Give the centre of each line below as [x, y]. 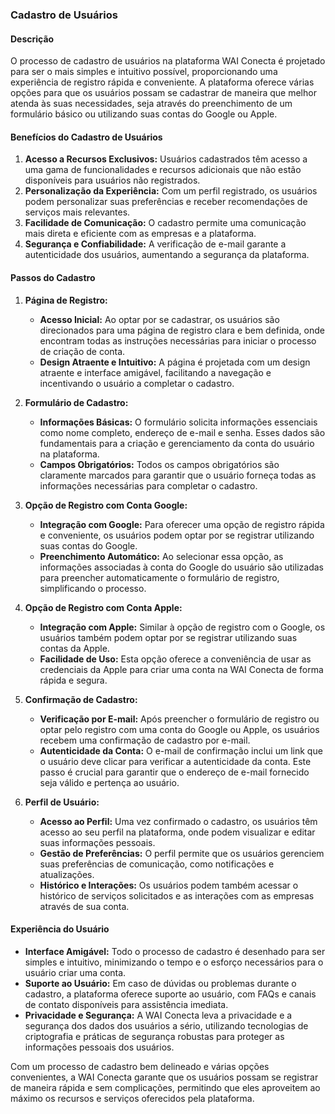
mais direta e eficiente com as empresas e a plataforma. [140, 234]
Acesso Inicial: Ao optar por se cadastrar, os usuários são [159, 319]
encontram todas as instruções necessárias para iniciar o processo [178, 340]
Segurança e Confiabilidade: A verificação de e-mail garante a [155, 244]
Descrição [32, 39]
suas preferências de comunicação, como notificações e [157, 864]
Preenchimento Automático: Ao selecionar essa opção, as [161, 556]
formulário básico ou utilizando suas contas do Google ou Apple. [144, 114]
